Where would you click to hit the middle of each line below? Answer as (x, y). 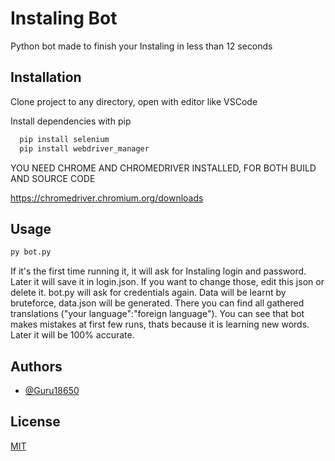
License (35, 422)
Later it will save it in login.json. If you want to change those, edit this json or (167, 282)
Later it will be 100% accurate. (72, 335)
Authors (36, 366)
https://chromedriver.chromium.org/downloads (107, 198)
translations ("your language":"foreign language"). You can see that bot (157, 314)
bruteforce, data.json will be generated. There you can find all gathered (157, 303)
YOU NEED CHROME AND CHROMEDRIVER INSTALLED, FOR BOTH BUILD (163, 168)
